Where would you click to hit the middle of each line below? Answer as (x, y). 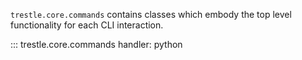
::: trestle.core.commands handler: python (96, 44)
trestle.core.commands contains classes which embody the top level (151, 14)
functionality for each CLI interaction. (87, 25)
